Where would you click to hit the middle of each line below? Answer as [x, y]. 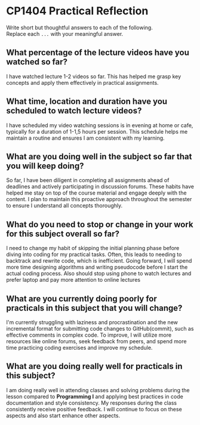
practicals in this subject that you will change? [94, 308]
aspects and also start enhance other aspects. [63, 415]
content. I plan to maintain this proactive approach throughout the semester [99, 199]
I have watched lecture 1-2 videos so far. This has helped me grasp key [94, 76]
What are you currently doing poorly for [81, 299]
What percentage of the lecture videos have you [98, 53]
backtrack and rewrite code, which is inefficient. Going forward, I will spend [99, 261]
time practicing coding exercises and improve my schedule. [79, 348]
